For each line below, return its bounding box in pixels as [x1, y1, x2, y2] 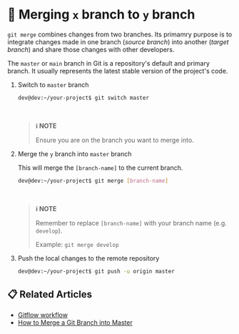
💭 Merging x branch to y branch [7, 6, 195, 23]
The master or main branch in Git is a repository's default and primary [7, 59, 210, 67]
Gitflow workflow [17, 310, 68, 320]
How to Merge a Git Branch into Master [17, 318, 133, 327]
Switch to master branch [17, 80, 89, 88]
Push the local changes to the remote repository [17, 253, 160, 263]
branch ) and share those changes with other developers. [7, 45, 175, 54]
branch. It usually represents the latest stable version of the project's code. [7, 66, 228, 75]
